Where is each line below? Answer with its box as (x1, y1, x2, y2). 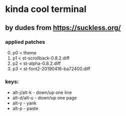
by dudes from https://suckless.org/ (5, 23, 121, 32)
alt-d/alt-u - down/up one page (12, 95, 77, 101)
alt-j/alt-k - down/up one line (12, 89, 72, 95)
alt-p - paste (12, 105, 38, 111)
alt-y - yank (12, 100, 36, 106)
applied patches (5, 38, 45, 45)
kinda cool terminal (5, 3, 86, 15)
